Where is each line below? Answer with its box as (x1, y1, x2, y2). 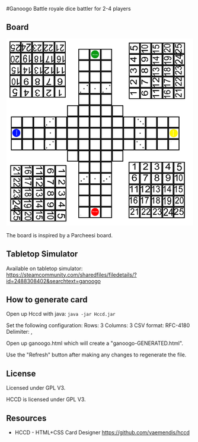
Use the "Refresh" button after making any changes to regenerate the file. (6, 351, 187, 359)
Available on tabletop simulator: (6, 265, 83, 272)
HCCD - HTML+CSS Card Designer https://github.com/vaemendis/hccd (14, 429, 190, 436)
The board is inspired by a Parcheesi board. (6, 231, 113, 239)
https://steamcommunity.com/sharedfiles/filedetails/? (6, 271, 138, 278)
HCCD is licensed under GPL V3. (6, 396, 86, 403)
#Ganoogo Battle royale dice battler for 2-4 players (6, 5, 132, 12)
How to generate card (6, 294, 88, 305)
